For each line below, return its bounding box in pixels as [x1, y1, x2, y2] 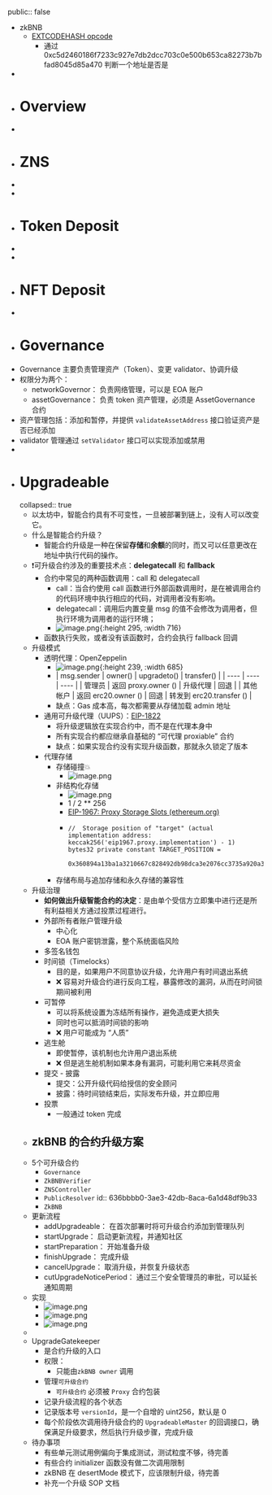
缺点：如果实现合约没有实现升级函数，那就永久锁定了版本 [55, 741, 248, 751]
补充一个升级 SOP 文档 [43, 1478, 119, 1488]
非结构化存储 [55, 780, 99, 790]
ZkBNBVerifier [43, 1177, 92, 1186]
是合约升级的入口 [43, 1346, 101, 1356]
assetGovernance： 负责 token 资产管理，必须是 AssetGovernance [31, 394, 256, 404]
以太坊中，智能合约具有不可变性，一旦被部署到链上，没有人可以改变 [31, 509, 260, 519]
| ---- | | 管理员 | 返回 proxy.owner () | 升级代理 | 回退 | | [55, 680, 241, 690]
